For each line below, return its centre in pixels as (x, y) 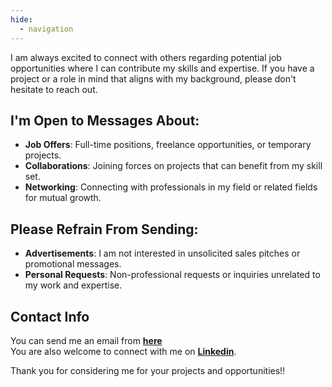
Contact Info (50, 316)
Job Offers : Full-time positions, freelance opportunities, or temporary (168, 145)
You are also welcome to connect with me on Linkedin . (123, 351)
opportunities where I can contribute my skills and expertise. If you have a (162, 68)
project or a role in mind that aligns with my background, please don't (153, 78)
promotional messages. (73, 264)
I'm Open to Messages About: (105, 120)
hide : (21, 19)
